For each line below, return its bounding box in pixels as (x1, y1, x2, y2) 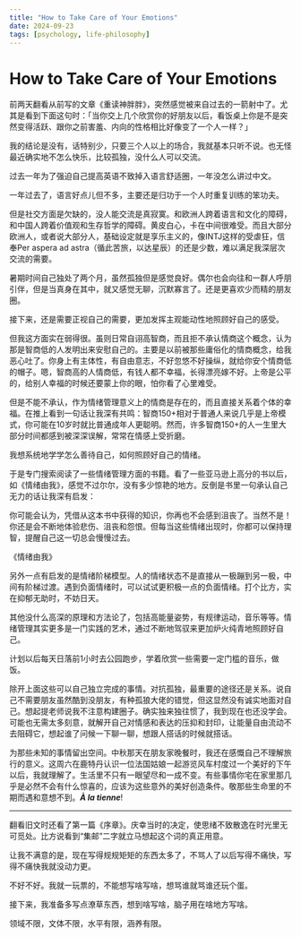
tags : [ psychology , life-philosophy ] (9, 30, 150, 39)
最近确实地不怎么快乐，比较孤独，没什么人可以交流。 (9, 151, 206, 162)
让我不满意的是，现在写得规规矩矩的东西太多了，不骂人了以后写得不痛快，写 (9, 850, 292, 861)
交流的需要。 (9, 254, 56, 264)
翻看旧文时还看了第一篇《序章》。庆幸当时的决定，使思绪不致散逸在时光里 (9, 820, 280, 830)
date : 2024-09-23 (9, 21, 74, 30)
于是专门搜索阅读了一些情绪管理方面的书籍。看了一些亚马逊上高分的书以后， (9, 468, 292, 479)
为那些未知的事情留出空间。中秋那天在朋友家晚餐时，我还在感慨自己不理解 (9, 747, 284, 758)
